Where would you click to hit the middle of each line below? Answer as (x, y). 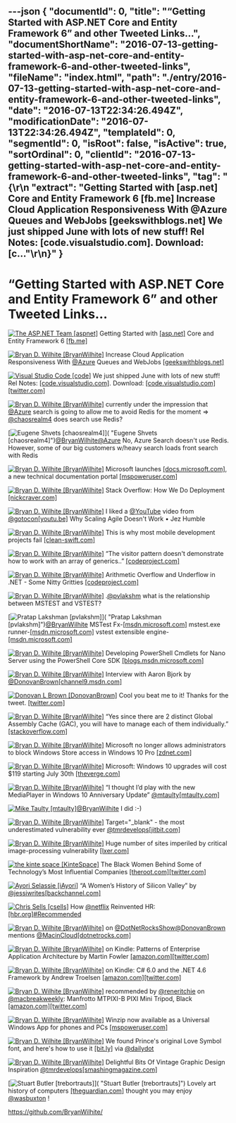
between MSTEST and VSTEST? (55, 603)
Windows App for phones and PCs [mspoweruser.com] (88, 1027)
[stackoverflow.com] (38, 731)
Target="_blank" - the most (145, 822)
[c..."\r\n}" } (36, 254)
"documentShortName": (63, 45)
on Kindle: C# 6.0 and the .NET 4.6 (156, 970)
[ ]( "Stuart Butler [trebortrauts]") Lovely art (112, 1084)
